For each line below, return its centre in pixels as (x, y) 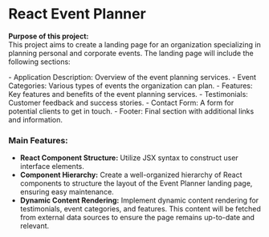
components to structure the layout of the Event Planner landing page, (136, 183)
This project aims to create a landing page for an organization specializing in (134, 44)
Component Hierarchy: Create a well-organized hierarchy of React (131, 175)
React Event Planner (77, 14)
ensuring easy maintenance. (67, 192)
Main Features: (38, 140)
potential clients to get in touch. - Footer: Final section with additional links (131, 111)
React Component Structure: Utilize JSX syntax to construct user (129, 158)
